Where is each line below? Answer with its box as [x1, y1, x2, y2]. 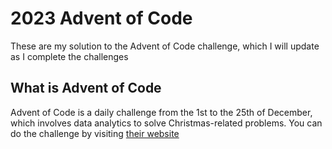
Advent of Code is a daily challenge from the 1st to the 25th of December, [10, 106, 313, 118]
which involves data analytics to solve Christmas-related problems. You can [10, 117, 323, 129]
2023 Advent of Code [10, 7, 193, 30]
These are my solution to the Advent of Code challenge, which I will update [10, 40, 320, 52]
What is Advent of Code [10, 80, 162, 97]
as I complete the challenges [10, 50, 129, 62]
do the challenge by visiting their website [10, 127, 180, 139]
